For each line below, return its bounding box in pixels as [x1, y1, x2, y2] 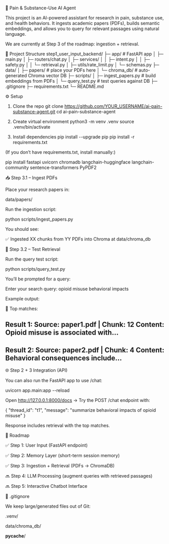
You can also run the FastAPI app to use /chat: [5, 377, 103, 384]
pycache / [5, 533, 26, 539]
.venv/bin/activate [12, 124, 51, 130]
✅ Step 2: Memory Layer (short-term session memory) [5, 453, 120, 459]
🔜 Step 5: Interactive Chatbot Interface [5, 483, 88, 489]
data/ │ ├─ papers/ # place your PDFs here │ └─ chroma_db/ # [5, 67, 138, 73]
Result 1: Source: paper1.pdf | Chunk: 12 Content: [5, 320, 164, 329]
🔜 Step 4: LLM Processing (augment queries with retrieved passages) [5, 473, 153, 479]
